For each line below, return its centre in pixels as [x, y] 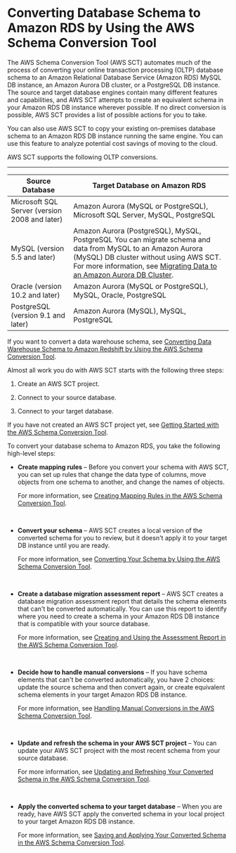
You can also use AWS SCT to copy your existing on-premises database [112, 128]
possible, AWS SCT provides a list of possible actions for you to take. [107, 115]
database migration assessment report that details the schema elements [122, 601]
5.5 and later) [33, 257]
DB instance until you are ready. [64, 545]
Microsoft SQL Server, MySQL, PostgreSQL [144, 215]
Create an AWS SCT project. [58, 384]
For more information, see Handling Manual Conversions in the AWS [116, 708]
